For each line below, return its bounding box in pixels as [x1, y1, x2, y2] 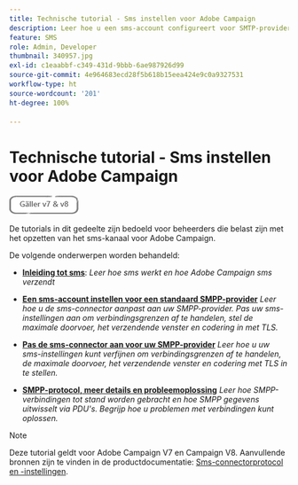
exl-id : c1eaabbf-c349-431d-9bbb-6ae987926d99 [9, 61, 184, 70]
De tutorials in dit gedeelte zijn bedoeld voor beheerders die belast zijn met [9, 223, 284, 234]
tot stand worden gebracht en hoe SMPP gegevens [72, 395, 260, 405]
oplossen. [21, 413, 59, 424]
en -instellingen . [9, 466, 68, 477]
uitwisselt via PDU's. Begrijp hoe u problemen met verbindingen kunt [21, 403, 275, 414]
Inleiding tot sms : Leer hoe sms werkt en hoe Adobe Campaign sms [21, 267, 272, 278]
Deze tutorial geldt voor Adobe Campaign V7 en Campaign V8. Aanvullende [9, 448, 286, 458]
